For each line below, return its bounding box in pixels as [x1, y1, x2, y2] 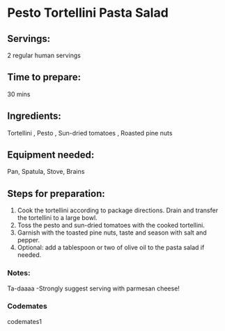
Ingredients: [7, 110, 61, 122]
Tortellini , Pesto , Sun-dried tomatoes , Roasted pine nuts [7, 128, 173, 137]
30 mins [7, 89, 31, 98]
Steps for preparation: [7, 187, 106, 200]
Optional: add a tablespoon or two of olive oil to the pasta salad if [17, 243, 205, 252]
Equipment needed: [7, 149, 95, 161]
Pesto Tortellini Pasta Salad [7, 5, 169, 21]
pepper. [17, 236, 40, 244]
